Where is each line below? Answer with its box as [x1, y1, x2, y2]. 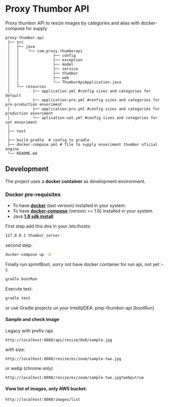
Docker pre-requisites [5, 191, 61, 198]
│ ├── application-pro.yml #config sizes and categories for [7, 106, 160, 111]
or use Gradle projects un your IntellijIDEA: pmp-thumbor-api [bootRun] [5, 305, 155, 311]
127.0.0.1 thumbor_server [5, 233, 60, 238]
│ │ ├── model [7, 62, 74, 67]
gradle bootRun [5, 276, 38, 281]
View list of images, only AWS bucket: [5, 386, 87, 392]
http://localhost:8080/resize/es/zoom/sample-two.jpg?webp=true [5, 375, 144, 380]
